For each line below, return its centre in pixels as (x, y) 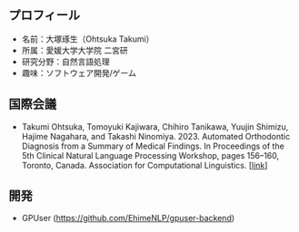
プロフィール (45, 15)
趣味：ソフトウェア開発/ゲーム (79, 72)
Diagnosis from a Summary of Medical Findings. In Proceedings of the (153, 146)
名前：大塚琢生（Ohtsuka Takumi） (88, 39)
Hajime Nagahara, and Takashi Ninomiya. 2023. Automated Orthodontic (156, 136)
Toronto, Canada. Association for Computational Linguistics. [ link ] (145, 165)
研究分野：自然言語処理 (65, 62)
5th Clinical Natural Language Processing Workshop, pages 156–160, (150, 155)
